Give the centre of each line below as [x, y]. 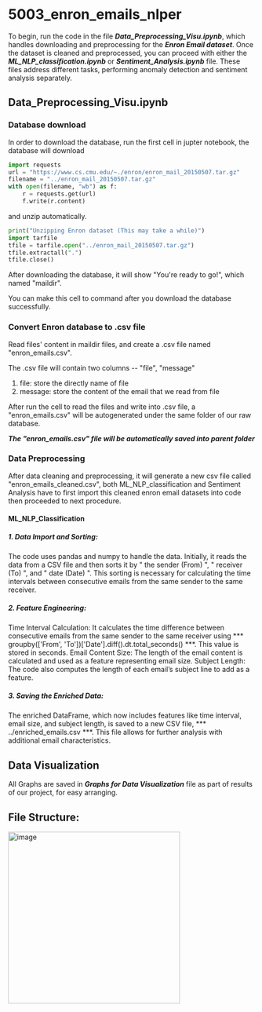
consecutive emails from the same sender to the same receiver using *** [126, 636]
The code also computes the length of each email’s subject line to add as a [129, 670]
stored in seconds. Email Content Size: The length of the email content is [126, 652]
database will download [46, 150]
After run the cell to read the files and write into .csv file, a [102, 407]
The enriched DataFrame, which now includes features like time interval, [125, 715]
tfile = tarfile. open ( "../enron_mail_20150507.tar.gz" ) [101, 245]
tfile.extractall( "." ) [45, 253]
